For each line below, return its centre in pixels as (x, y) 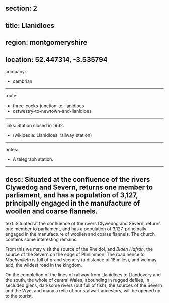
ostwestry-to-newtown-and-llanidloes (52, 111)
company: (16, 71)
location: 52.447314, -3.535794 (56, 60)
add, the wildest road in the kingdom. (44, 265)
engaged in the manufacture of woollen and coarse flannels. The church (80, 234)
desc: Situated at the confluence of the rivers (78, 180)
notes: (12, 149)
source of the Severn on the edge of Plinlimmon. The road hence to (75, 254)
